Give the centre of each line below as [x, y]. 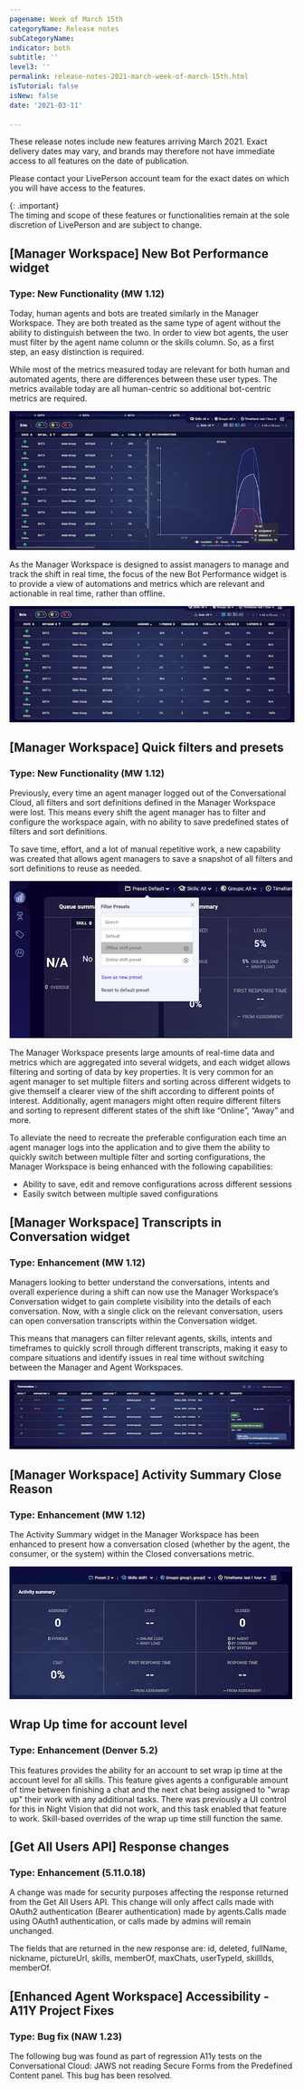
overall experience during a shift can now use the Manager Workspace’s [144, 1292]
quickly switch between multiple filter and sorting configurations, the [138, 1157]
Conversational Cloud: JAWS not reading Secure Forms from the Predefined [151, 2066]
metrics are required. [48, 398]
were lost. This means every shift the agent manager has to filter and [138, 813]
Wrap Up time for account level [99, 1725]
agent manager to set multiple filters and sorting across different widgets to [150, 1082]
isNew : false [34, 95]
